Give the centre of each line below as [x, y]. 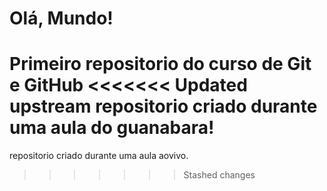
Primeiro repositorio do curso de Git [160, 64]
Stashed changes [219, 175]
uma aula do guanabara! [112, 128]
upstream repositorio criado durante [163, 106]
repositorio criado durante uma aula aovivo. [99, 156]
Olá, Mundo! [61, 18]
